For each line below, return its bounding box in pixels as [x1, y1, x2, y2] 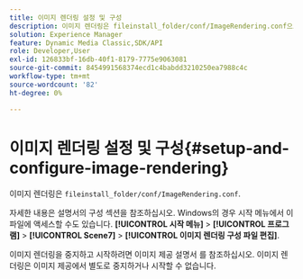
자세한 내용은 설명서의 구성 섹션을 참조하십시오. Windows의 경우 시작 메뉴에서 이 [9, 208, 294, 219]
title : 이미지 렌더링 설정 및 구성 [9, 13, 123, 22]
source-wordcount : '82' [9, 80, 99, 89]
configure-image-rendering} [9, 157, 230, 178]
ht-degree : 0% [9, 88, 63, 97]
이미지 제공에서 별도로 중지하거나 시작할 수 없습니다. [32, 260, 216, 271]
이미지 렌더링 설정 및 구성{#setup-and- [9, 138, 290, 158]
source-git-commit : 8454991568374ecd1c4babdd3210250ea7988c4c [9, 64, 248, 73]
